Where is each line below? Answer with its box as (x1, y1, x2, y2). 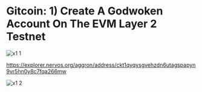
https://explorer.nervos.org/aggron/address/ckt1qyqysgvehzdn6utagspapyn (6, 61, 196, 69)
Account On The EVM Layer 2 (6, 17, 157, 31)
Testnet (6, 30, 46, 43)
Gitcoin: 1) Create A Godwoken (6, 4, 163, 18)
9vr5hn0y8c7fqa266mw (6, 67, 67, 75)
